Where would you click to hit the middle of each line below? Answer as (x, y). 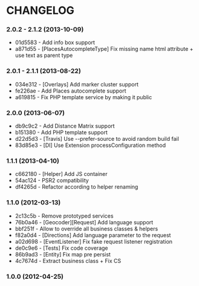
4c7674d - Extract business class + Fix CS (68, 261)
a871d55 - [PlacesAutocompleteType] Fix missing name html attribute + (104, 49)
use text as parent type (44, 56)
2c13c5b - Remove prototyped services (64, 216)
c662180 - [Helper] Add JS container (61, 174)
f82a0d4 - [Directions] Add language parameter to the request (93, 235)
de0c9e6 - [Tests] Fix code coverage (61, 248)
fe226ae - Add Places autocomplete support (70, 91)
